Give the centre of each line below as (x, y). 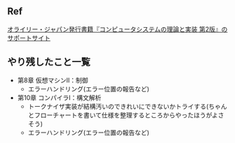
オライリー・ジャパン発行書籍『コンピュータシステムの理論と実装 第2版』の (117, 29)
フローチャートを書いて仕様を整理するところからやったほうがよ (126, 115)
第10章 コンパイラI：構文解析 (59, 98)
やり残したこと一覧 (49, 62)
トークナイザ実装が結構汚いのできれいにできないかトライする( (118, 106)
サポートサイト (29, 38)
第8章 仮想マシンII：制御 (53, 80)
